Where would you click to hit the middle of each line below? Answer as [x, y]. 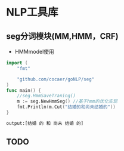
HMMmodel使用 [35, 52]
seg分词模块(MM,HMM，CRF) [62, 36]
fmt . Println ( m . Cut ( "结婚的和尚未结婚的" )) [66, 107]
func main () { [24, 90]
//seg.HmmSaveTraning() [46, 96]
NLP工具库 [32, 12]
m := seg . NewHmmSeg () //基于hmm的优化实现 [67, 101]
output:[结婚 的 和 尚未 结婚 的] [45, 123]
